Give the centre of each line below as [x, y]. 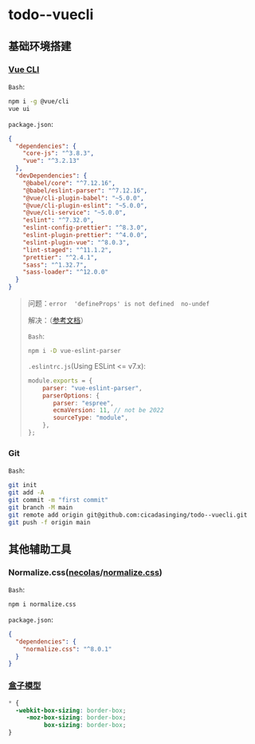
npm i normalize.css [43, 604]
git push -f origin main [49, 522]
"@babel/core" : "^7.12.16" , [69, 183]
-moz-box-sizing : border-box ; [76, 718]
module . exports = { [60, 381]
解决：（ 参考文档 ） [57, 320]
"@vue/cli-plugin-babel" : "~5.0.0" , [84, 198]
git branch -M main [41, 507]
